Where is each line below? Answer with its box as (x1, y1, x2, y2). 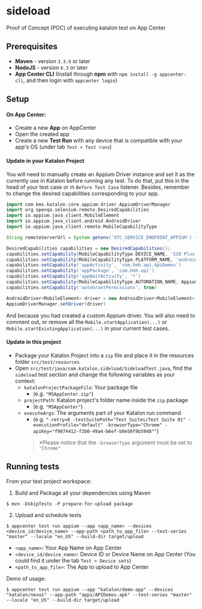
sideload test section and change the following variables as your (14, 371, 176, 378)
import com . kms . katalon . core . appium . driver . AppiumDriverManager (6, 201, 171, 207)
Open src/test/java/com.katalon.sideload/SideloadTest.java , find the (14, 364, 192, 372)
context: (14, 377, 36, 384)
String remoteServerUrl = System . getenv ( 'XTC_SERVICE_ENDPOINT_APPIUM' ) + (6, 234, 198, 240)
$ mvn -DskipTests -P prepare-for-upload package (6, 501, 133, 507)
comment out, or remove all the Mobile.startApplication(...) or (6, 318, 167, 325)
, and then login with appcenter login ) (23, 76, 118, 84)
